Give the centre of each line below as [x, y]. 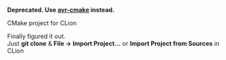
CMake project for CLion [42, 23]
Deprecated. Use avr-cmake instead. [61, 10]
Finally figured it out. [36, 36]
